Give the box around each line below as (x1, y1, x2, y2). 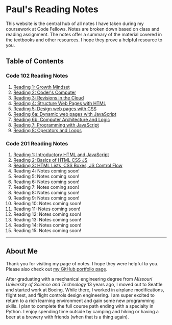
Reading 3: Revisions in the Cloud (13, 94, 84, 101)
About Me (6, 247, 38, 256)
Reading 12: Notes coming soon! (13, 211, 81, 217)
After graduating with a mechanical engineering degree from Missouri (6, 276, 153, 282)
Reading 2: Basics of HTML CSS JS (13, 157, 88, 163)
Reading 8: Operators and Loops (13, 127, 82, 133)
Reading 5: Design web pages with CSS (13, 106, 96, 112)
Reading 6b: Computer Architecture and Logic (13, 116, 110, 122)
